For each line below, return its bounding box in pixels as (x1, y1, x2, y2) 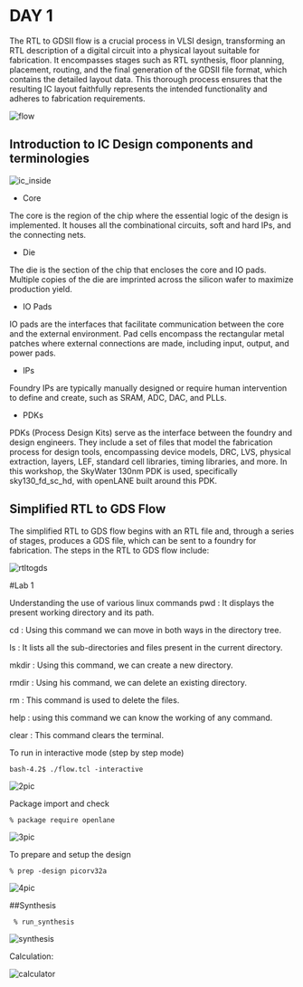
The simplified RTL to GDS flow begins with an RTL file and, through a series (9, 526, 295, 536)
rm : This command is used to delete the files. (9, 694, 180, 706)
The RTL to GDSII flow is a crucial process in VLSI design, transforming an (9, 35, 286, 46)
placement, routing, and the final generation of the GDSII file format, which (9, 64, 288, 75)
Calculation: (9, 951, 54, 962)
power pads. (9, 347, 56, 358)
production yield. (9, 283, 72, 294)
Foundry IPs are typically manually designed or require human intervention (9, 382, 288, 394)
